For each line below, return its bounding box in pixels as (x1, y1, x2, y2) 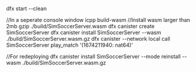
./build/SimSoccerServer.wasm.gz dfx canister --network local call (6, 35, 170, 42)
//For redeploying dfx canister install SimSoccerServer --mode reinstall (6, 53, 181, 60)
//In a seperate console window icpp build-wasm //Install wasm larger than (6, 17, 190, 23)
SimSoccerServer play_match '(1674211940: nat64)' (6, 41, 133, 48)
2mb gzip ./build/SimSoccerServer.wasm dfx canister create (6, 23, 155, 30)
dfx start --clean (6, 5, 47, 12)
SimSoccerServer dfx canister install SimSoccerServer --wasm (6, 29, 161, 36)
